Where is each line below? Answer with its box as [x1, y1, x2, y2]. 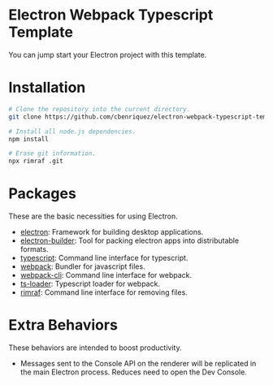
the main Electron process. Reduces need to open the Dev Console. [19, 367, 248, 377]
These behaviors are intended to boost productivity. [8, 343, 182, 353]
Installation [8, 79, 86, 97]
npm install [8, 135, 49, 143]
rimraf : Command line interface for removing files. [19, 288, 188, 297]
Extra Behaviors [8, 316, 118, 335]
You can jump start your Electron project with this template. [8, 50, 207, 59]
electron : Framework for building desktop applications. [19, 227, 204, 237]
